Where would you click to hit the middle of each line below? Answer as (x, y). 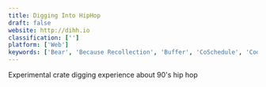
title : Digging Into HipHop (55, 15)
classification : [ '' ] (44, 38)
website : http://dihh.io (49, 30)
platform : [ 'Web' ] (38, 45)
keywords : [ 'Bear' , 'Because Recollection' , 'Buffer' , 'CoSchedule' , (125, 52)
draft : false (30, 23)
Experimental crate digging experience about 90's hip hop (103, 75)
